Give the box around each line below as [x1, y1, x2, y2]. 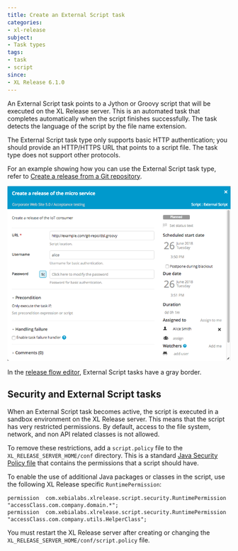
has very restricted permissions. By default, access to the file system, [7, 422, 211, 430]
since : [7, 71, 27, 78]
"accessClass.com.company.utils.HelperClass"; [7, 516, 147, 523]
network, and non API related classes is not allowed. [7, 430, 160, 438]
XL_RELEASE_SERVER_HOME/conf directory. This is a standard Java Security [7, 451, 218, 460]
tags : [7, 49, 23, 56]
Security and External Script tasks [7, 389, 161, 401]
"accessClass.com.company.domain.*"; [7, 501, 119, 508]
